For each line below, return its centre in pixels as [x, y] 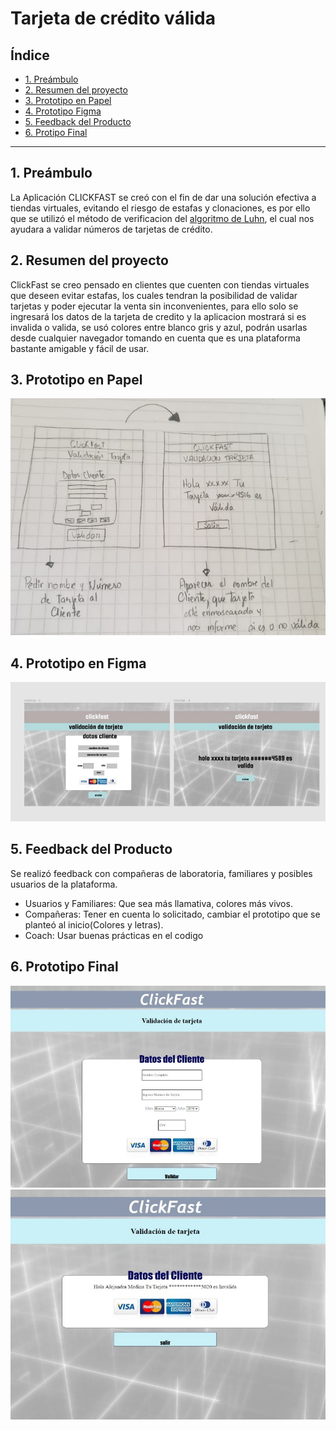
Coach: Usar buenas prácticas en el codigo [114, 935]
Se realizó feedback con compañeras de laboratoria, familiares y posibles [161, 873]
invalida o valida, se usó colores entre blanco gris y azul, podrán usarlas [159, 327]
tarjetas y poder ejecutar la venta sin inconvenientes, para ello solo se [154, 306]
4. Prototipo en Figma [78, 663]
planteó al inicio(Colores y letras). [94, 924]
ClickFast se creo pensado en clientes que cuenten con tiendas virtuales [160, 284]
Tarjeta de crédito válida [113, 18]
